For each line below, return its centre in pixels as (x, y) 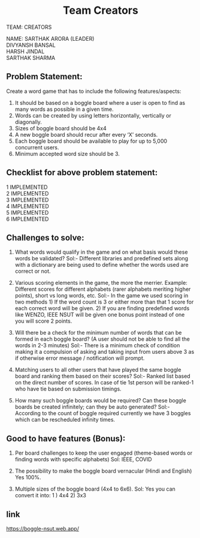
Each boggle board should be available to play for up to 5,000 (91, 141)
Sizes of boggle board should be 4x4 (60, 128)
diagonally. (28, 122)
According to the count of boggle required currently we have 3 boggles (103, 413)
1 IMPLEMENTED (27, 187)
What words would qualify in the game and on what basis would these (101, 252)
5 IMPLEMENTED (28, 212)
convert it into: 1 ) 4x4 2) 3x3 (51, 495)
